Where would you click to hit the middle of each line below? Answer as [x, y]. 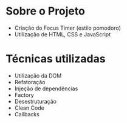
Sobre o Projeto [46, 11]
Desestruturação [36, 101]
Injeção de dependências [46, 88]
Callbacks [27, 114]
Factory [24, 95]
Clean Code [29, 108]
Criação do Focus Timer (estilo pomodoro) [67, 28]
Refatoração [30, 82]
